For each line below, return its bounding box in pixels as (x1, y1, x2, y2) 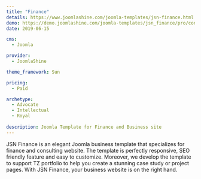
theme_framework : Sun (6, 69, 60, 75)
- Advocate (11, 102, 39, 108)
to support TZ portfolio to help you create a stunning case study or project (6, 159, 190, 166)
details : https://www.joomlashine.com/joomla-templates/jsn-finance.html (6, 14, 194, 20)
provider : (6, 53, 31, 59)
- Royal (11, 113, 31, 119)
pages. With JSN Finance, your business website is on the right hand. (6, 166, 178, 173)
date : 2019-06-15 (6, 25, 50, 32)
